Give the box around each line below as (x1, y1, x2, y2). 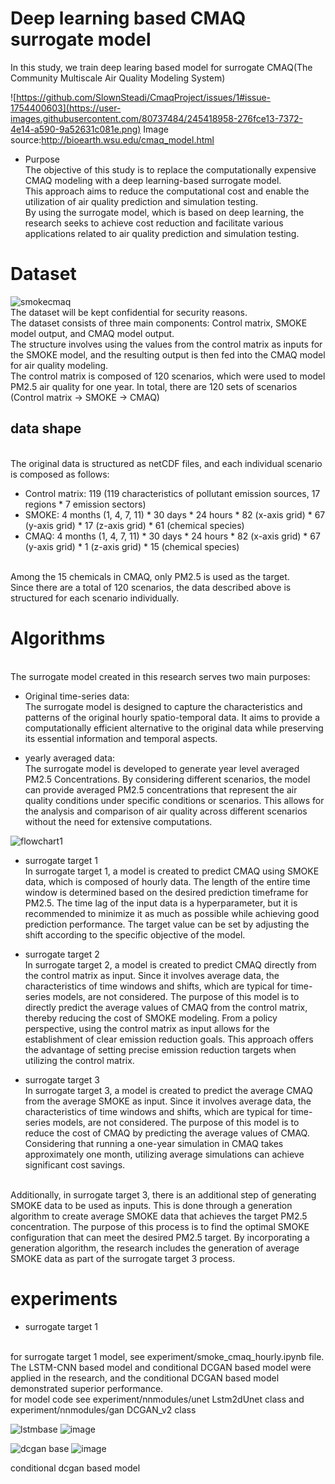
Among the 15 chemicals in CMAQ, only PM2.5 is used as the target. (10, 570, 290, 582)
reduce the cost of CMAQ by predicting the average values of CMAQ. (24, 1127, 310, 1139)
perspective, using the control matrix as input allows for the (24, 1022, 270, 1034)
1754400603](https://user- (10, 102, 122, 114)
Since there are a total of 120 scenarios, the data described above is (10, 581, 292, 593)
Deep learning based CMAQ (10, 7, 247, 30)
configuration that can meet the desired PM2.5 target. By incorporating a (10, 1231, 310, 1243)
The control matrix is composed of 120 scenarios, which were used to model (10, 370, 326, 382)
